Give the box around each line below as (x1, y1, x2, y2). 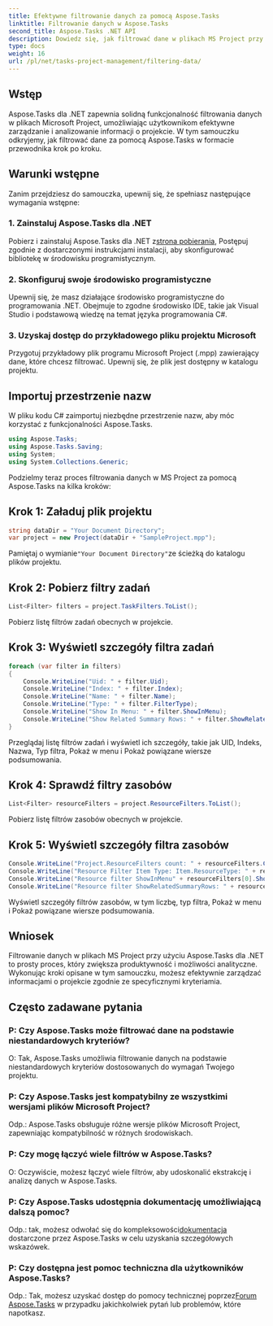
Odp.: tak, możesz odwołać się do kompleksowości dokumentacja (8, 1225, 227, 1235)
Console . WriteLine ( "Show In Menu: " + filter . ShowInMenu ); (23, 708, 227, 716)
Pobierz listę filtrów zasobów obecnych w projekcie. (8, 814, 183, 824)
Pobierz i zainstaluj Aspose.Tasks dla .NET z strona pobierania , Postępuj (8, 236, 249, 246)
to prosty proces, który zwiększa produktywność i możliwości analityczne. (8, 959, 258, 969)
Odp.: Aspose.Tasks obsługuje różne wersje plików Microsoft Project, (8, 1119, 240, 1129)
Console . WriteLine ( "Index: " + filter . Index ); (23, 685, 184, 693)
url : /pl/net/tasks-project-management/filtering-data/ (8, 58, 201, 66)
